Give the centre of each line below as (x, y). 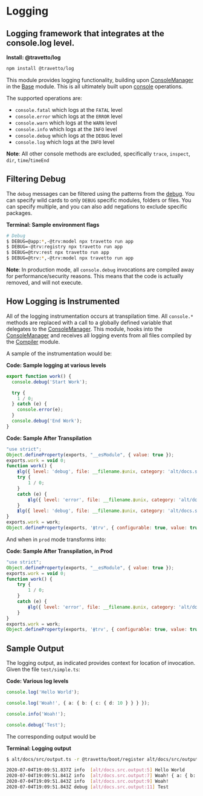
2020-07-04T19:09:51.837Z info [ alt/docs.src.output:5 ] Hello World (96, 770)
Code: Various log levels (37, 681)
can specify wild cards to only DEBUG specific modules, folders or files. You (99, 200)
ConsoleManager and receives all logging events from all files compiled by (99, 335)
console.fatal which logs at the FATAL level (69, 109)
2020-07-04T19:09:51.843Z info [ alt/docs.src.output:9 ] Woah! (88, 781)
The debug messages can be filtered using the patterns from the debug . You (101, 193)
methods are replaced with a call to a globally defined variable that (89, 322)
